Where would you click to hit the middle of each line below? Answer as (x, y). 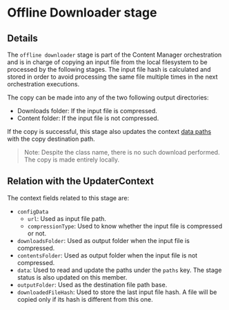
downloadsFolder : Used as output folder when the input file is (103, 240)
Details (22, 38)
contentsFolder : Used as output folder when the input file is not (107, 255)
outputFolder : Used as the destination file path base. (92, 284)
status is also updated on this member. (72, 277)
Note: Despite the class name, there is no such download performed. (122, 152)
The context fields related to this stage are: (68, 197)
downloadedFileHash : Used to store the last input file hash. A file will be (117, 292)
